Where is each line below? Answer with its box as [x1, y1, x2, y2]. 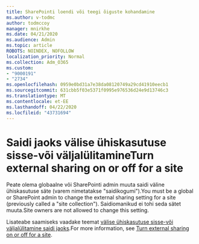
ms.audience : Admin [6, 37, 55, 43]
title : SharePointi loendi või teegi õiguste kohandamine [6, 8, 155, 15]
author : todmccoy [6, 20, 50, 26]
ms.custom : [6, 64, 34, 71]
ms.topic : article [6, 43, 52, 49]
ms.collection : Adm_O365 [6, 59, 69, 65]
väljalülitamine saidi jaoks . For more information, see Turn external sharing [6, 225, 189, 232]
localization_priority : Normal [6, 54, 85, 60]
